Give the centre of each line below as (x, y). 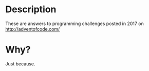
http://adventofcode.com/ (33, 29)
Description (31, 9)
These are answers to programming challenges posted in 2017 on (74, 23)
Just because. (20, 64)
